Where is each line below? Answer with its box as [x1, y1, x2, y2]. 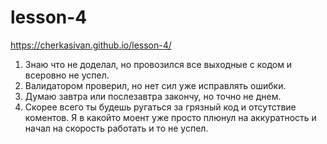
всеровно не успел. [24, 69, 110, 81]
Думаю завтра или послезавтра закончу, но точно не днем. [24, 90, 282, 102]
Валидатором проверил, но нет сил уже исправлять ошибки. [24, 79, 287, 91]
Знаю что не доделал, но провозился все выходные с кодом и [24, 58, 293, 70]
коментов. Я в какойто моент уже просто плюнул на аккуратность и [24, 111, 317, 123]
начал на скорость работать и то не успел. [24, 122, 209, 134]
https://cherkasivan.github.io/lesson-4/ [10, 39, 172, 51]
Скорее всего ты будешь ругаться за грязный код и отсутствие [24, 101, 297, 113]
